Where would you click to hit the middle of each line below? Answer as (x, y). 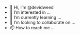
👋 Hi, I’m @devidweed (32, 7)
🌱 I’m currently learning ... (35, 17)
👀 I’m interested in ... (30, 12)
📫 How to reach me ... (32, 28)
